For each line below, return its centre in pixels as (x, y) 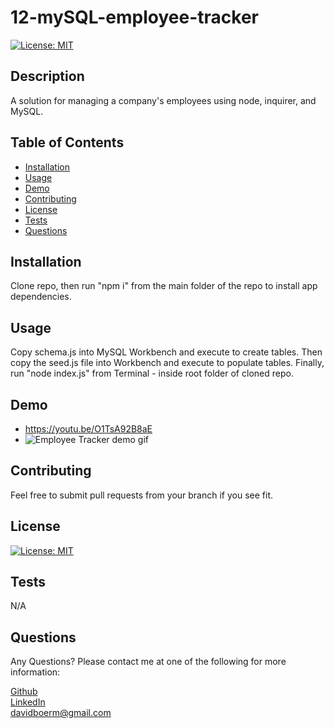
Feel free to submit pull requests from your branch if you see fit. (142, 495)
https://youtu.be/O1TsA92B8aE (88, 429)
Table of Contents (67, 142)
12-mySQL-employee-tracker (134, 17)
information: (35, 672)
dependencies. (41, 297)
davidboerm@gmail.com (61, 713)
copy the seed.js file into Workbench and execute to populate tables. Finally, (167, 363)
